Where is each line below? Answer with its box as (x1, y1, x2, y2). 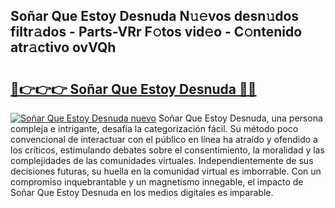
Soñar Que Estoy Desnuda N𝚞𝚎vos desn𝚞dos (10, 8, 300, 25)
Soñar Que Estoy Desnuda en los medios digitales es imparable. (10, 187, 274, 198)
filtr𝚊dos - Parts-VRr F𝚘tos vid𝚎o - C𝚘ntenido (10, 24, 303, 41)
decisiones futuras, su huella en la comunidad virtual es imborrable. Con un (10, 165, 322, 177)
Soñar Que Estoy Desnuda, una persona (158, 112, 323, 124)
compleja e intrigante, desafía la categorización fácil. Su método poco (10, 123, 299, 134)
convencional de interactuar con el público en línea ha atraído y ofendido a (10, 134, 318, 145)
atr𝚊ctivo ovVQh (10, 39, 117, 56)
